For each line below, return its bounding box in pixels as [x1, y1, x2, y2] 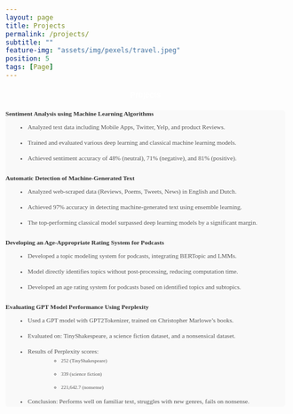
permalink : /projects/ [5, 29, 90, 38]
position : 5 [5, 54, 50, 63]
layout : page [5, 12, 53, 22]
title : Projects [5, 21, 66, 30]
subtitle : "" [5, 37, 53, 47]
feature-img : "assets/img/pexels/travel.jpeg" [5, 46, 181, 55]
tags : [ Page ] [5, 63, 53, 72]
